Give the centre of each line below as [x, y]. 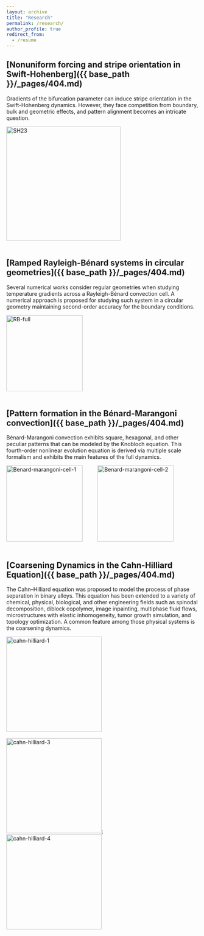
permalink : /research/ [35, 23]
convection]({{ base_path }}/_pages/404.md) [95, 423]
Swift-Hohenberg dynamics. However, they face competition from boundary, [102, 105]
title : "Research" [30, 18]
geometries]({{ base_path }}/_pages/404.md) [96, 272]
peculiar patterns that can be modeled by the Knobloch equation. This [94, 444]
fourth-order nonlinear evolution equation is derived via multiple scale [94, 450]
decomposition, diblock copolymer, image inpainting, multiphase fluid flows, [102, 609]
